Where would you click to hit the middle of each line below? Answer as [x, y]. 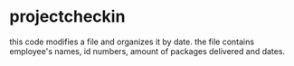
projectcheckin [67, 17]
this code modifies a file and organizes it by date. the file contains [132, 42]
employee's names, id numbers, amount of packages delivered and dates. [147, 51]
